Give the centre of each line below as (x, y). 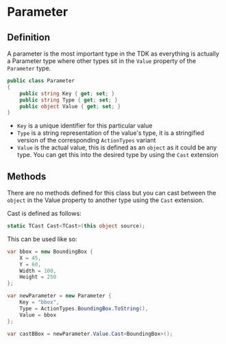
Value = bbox (38, 315)
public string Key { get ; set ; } (67, 93)
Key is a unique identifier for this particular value (85, 126)
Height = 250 (38, 277)
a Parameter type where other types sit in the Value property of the (102, 61)
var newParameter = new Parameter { (59, 296)
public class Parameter (41, 81)
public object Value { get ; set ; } (70, 106)
